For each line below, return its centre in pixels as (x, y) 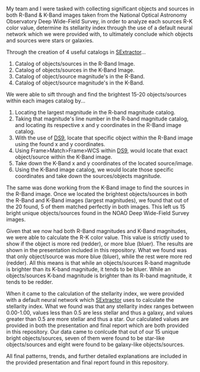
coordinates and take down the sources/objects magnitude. (88, 176)
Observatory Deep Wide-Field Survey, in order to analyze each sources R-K (99, 21)
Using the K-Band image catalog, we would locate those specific (94, 170)
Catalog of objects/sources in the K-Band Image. (75, 70)
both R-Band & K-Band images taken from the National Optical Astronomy (97, 15)
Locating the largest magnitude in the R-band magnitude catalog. (95, 112)
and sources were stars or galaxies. (50, 40)
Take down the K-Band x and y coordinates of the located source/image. (104, 163)
